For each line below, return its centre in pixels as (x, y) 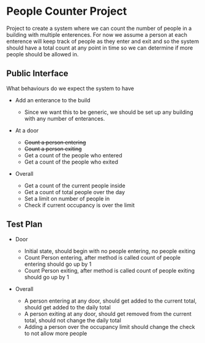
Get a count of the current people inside (75, 186)
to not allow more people (56, 333)
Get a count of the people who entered (73, 155)
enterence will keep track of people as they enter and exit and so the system (103, 41)
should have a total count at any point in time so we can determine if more (100, 48)
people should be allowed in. (43, 54)
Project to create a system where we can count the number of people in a (99, 28)
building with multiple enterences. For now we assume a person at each (97, 34)
